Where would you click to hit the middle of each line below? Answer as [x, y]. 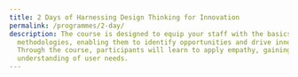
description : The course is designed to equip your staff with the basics [150, 34]
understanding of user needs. [73, 58]
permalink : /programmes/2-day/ [67, 26]
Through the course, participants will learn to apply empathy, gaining [154, 50]
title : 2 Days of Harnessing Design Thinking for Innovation [125, 17]
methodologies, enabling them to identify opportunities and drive [145, 42]
